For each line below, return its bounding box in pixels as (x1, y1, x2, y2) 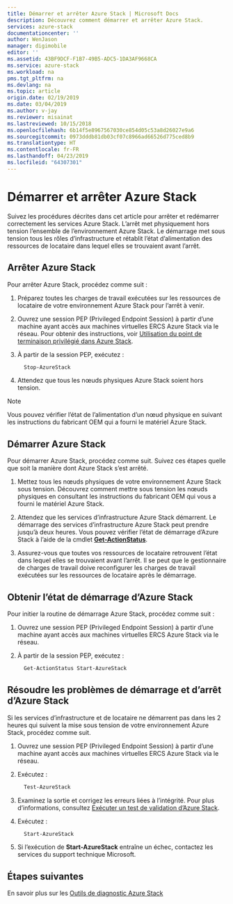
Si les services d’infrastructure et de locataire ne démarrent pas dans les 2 (7, 713, 221, 722)
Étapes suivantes (7, 871, 84, 882)
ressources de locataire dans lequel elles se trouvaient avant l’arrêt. (7, 241, 201, 250)
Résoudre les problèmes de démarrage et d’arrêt (7, 684, 222, 696)
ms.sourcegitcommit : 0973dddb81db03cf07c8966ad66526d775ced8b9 (7, 133, 195, 140)
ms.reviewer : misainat (7, 113, 73, 120)
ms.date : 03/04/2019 (7, 101, 67, 108)
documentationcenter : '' (7, 29, 79, 37)
